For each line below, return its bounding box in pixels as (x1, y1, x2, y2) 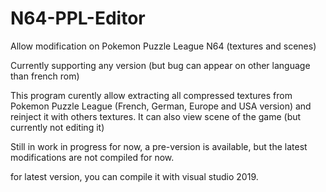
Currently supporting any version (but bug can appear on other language (10, 59, 311, 71)
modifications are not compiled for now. (10, 151, 175, 163)
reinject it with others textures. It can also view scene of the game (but (10, 110, 302, 122)
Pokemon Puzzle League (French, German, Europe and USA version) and (10, 100, 312, 112)
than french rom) (10, 70, 80, 82)
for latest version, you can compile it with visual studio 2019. (10, 170, 259, 182)
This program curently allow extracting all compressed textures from (10, 89, 293, 101)
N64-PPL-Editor (10, 7, 146, 30)
